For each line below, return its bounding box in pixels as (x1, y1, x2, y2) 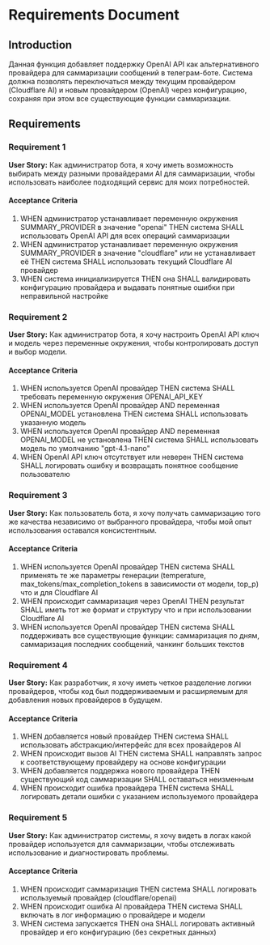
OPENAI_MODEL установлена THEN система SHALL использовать (19, 409, 249, 419)
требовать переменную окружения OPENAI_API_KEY (19, 392, 204, 402)
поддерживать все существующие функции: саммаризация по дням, (19, 630, 260, 641)
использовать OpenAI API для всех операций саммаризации (19, 231, 230, 241)
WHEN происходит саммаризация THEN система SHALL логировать (19, 884, 257, 894)
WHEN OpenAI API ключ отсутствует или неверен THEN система (19, 452, 244, 462)
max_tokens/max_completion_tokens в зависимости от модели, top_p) (19, 579, 259, 589)
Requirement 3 (8, 490, 68, 501)
